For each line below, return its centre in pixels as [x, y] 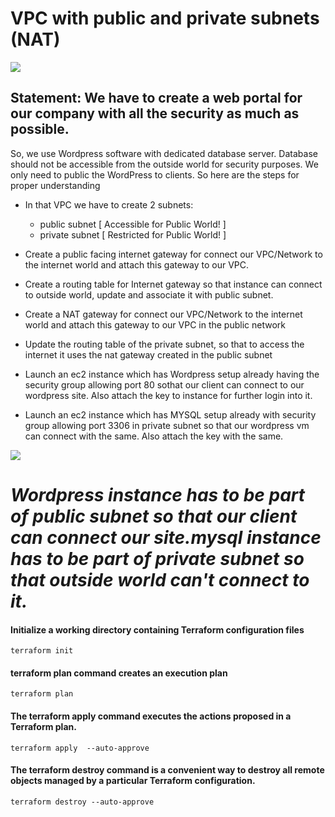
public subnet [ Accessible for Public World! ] [133, 224]
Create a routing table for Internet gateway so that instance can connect [173, 284]
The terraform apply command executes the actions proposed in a [151, 716]
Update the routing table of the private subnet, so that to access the [164, 344]
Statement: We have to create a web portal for [156, 98]
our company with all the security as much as [155, 113]
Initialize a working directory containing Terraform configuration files [157, 629]
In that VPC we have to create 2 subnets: [109, 204]
